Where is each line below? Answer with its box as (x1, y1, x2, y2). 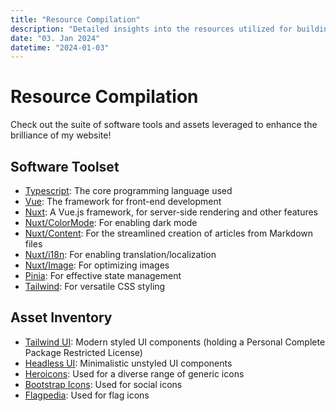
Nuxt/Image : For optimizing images (24, 259, 170, 271)
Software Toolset (10, 158, 120, 175)
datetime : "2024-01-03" (10, 42, 110, 53)
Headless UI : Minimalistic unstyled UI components (24, 357, 233, 369)
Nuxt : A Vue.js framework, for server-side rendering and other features (24, 206, 318, 218)
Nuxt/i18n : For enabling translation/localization (24, 249, 217, 260)
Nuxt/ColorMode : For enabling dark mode (24, 217, 198, 228)
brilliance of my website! (10, 129, 112, 141)
